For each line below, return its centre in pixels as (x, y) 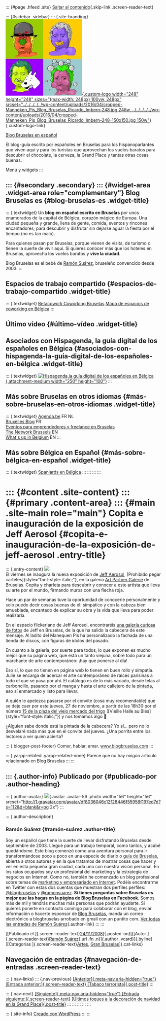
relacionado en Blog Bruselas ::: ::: (40, 761)
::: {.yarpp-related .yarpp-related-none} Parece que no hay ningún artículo (81, 756)
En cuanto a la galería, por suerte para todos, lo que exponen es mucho (78, 650)
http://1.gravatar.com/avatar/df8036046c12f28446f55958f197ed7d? (92, 802)
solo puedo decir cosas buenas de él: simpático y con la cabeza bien (76, 605)
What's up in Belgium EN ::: (33, 437)
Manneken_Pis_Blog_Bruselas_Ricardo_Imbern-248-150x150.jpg (71, 120)
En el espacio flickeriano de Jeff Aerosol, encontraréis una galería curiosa (81, 625)
